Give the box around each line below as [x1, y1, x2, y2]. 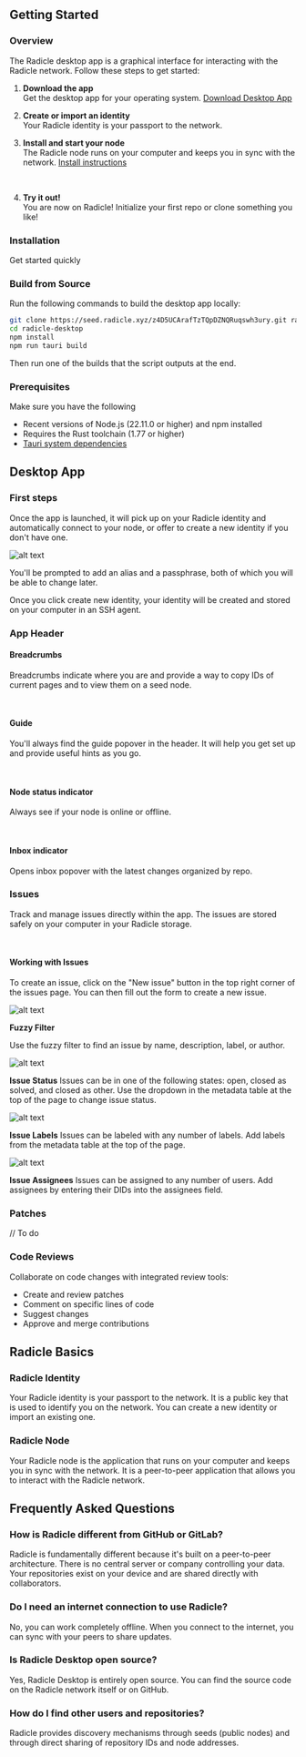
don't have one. [9, 532, 68, 543]
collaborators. [9, 1578, 62, 1588]
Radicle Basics [9, 1343, 94, 1360]
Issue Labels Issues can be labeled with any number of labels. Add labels [9, 1129, 285, 1140]
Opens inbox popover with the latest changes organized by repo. [9, 865, 253, 876]
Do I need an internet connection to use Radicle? [9, 1600, 228, 1613]
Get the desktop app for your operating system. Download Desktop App [22, 92, 293, 103]
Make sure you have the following [9, 401, 137, 413]
